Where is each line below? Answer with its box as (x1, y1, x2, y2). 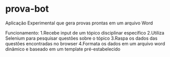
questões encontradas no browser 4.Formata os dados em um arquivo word (5, 40, 165, 46)
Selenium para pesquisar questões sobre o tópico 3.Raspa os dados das (5, 35, 158, 41)
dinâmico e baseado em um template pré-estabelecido (5, 46, 121, 52)
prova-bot (5, 3, 49, 15)
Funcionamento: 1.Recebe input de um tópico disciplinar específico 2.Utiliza (5, 30, 164, 36)
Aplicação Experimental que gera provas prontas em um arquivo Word (5, 20, 153, 26)
